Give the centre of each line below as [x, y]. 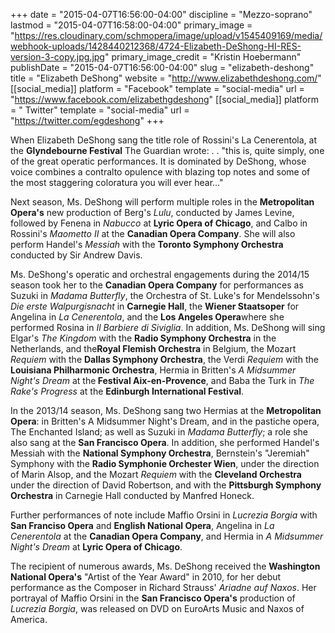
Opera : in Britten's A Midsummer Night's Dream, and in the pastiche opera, [165, 421]
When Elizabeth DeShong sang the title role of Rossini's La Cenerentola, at [164, 140]
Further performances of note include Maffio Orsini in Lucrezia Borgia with [164, 515]
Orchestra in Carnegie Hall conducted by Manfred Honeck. [132, 495]
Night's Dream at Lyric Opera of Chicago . [96, 547]
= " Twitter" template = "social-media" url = [100, 110]
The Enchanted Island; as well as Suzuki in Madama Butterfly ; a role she [159, 432]
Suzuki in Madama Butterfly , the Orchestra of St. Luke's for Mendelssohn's [165, 295]
